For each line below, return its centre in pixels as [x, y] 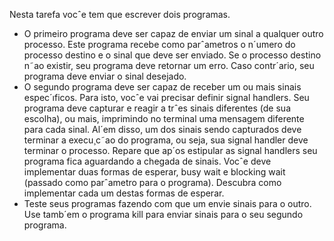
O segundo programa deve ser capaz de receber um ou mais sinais [162, 87]
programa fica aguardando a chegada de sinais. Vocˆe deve [147, 161]
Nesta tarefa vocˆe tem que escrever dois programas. [120, 14]
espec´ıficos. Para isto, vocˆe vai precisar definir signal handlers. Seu [166, 97]
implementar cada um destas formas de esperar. [124, 193]
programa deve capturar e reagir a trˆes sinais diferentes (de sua [157, 108]
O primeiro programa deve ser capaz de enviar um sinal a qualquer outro [173, 33]
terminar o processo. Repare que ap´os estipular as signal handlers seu [170, 150]
